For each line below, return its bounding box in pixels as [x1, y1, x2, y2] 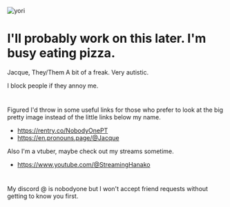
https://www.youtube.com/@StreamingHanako [17, 161, 151, 169]
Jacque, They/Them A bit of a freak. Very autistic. [7, 68, 149, 76]
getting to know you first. [7, 192, 79, 200]
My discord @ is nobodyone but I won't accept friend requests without [7, 185, 209, 193]
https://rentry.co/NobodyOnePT [17, 126, 108, 135]
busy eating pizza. [7, 46, 115, 61]
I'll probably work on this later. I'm [7, 31, 207, 46]
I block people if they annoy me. [7, 81, 99, 90]
